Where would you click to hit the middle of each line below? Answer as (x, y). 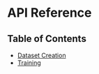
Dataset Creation (41, 55)
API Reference (49, 13)
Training (29, 63)
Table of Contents (47, 39)
